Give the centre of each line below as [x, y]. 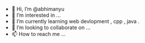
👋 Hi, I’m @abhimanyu [38, 9]
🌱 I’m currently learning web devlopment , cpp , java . [75, 21]
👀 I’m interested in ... [36, 15]
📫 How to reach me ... [38, 34]
